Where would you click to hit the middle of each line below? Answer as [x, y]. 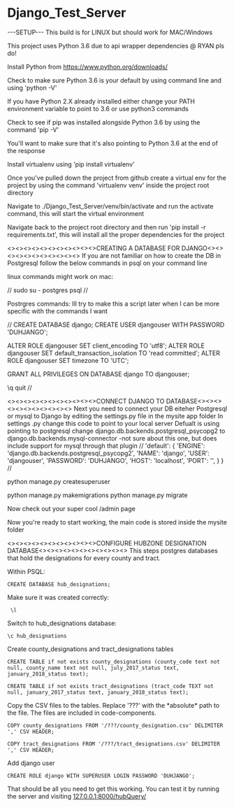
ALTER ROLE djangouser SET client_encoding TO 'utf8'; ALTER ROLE [106, 345]
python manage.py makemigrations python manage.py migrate [97, 495]
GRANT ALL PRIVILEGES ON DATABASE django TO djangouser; [98, 374]
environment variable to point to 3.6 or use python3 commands [98, 108]
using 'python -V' [32, 87]
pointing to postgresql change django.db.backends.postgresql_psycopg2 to [116, 431]
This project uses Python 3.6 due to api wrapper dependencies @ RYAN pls [116, 45]
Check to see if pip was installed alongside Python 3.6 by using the [104, 122]
